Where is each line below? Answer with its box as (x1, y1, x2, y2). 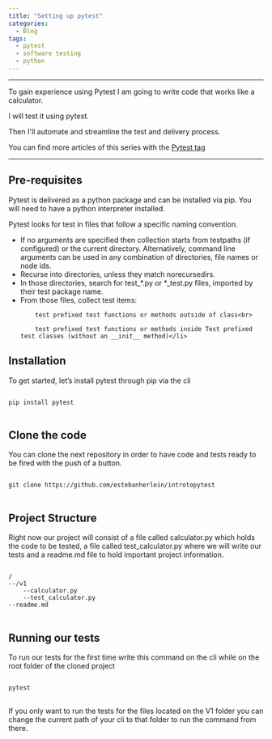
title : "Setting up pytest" (8, 11, 104, 20)
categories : (8, 19, 49, 28)
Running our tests (8, 631, 100, 644)
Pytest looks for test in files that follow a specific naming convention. (8, 219, 238, 229)
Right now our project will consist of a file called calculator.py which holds (8, 533, 255, 542)
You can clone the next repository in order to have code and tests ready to (8, 450, 257, 460)
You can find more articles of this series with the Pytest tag (8, 142, 206, 152)
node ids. (19, 261, 52, 270)
